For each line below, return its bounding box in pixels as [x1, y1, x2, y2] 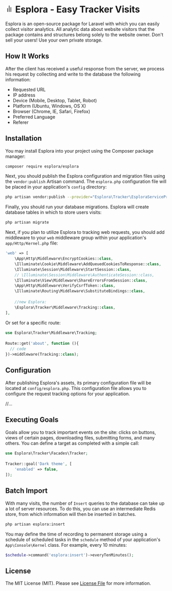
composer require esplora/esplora [5, 163, 79, 169]
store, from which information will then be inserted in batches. [5, 511, 137, 517]
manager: [5, 153, 26, 159]
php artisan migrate [5, 220, 50, 225]
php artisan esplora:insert [5, 522, 66, 527]
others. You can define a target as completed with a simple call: [5, 440, 140, 446]
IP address [12, 91, 36, 98]
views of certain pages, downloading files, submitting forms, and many [5, 434, 155, 440]
